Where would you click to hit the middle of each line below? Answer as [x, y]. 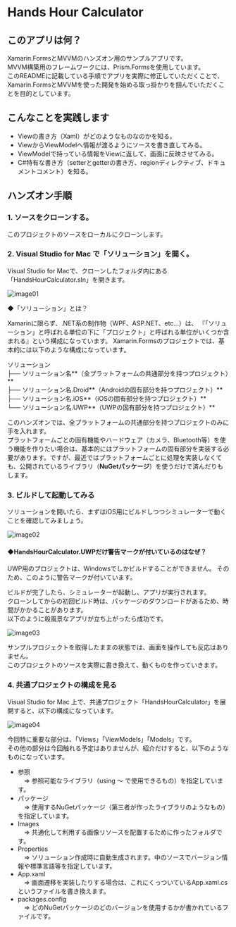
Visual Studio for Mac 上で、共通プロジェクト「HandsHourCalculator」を [114, 702]
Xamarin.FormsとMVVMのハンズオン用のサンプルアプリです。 [97, 58]
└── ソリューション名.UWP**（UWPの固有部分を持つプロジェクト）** [111, 407]
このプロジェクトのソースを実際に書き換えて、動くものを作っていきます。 [114, 665]
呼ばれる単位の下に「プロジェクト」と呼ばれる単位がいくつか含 [137, 332]
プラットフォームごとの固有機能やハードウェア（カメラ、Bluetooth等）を [114, 440]
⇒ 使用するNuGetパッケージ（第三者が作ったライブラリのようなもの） [126, 807]
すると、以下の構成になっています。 [65, 710]
